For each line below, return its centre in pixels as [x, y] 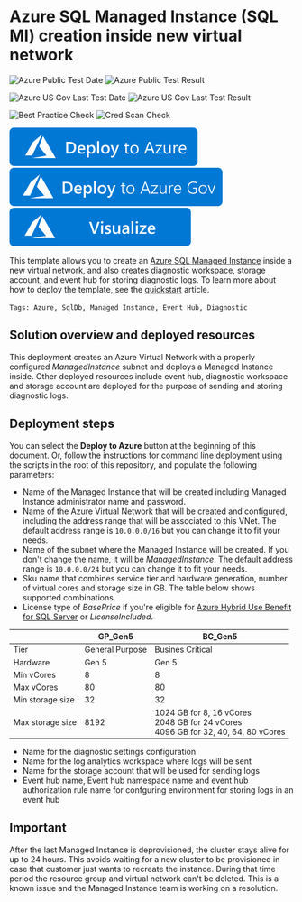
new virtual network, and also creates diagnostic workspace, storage [137, 270]
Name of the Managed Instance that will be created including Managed [154, 492]
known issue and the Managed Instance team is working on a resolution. [144, 888]
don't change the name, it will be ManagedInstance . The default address [157, 559]
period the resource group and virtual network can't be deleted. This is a [144, 879]
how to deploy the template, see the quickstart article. [110, 289]
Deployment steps [62, 424]
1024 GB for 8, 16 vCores [203, 712]
